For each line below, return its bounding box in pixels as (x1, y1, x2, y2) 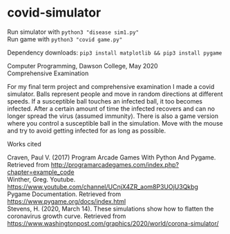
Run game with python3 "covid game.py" (7, 35, 123, 43)
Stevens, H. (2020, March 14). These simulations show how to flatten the (7, 204, 214, 213)
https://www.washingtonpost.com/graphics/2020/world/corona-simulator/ (7, 219, 219, 227)
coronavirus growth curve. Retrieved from (7, 212, 126, 220)
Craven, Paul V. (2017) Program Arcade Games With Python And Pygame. (7, 153, 216, 162)
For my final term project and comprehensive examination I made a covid (7, 82, 215, 90)
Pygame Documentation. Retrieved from (7, 190, 122, 198)
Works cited (7, 139, 41, 148)
